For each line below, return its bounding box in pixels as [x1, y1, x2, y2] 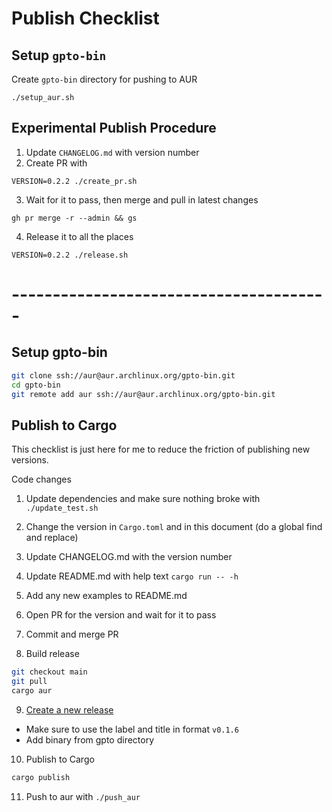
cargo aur [11, 686, 53, 696]
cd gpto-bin [11, 380, 61, 390]
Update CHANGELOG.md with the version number [25, 551, 233, 563]
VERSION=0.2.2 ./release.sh [11, 250, 129, 260]
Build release [25, 648, 80, 660]
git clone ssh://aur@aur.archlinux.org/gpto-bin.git [11, 370, 236, 381]
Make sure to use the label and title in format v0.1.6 [25, 723, 239, 735]
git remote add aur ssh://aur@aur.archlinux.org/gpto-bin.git [11, 389, 276, 399]
